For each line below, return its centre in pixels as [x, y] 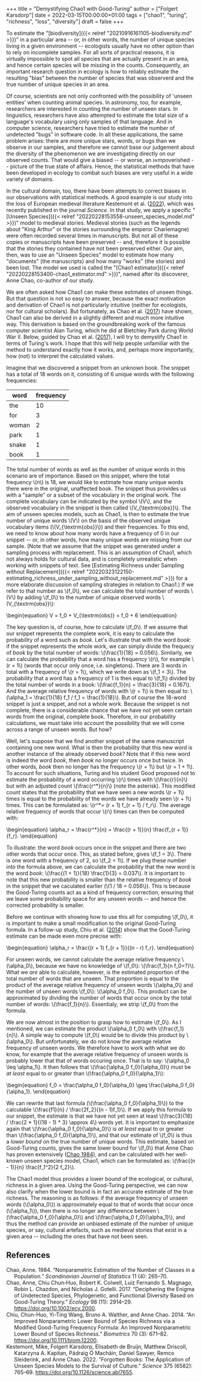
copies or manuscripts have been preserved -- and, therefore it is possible [98, 242]
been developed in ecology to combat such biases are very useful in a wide [100, 173]
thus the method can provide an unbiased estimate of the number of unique [100, 1224]
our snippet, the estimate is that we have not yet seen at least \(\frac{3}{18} [100, 1116]
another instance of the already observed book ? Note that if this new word [98, 754]
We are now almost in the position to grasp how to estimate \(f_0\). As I [94, 1022]
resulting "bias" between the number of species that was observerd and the [100, 78]
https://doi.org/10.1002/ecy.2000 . [55, 1308]
